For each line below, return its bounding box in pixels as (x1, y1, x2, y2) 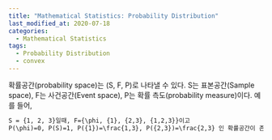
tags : (8, 42, 27, 50)
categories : (8, 27, 49, 35)
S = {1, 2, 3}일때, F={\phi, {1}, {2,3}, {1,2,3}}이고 (8, 117, 190, 125)
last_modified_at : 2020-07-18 (8, 19, 111, 28)
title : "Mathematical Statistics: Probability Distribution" (8, 11, 219, 20)
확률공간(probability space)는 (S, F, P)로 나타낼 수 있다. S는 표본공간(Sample (8, 80, 255, 90)
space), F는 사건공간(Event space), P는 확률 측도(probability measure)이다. (8, 90, 253, 100)
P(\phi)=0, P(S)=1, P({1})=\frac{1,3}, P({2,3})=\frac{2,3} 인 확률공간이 (8, 124, 257, 132)
